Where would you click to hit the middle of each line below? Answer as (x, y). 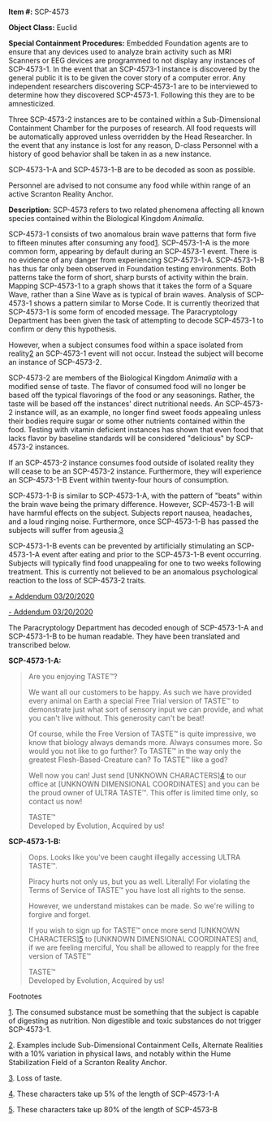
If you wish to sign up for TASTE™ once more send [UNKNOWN (134, 930)
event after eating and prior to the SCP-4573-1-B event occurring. (152, 555)
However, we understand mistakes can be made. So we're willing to (141, 906)
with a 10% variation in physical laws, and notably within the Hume (120, 1054)
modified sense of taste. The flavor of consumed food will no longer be (127, 386)
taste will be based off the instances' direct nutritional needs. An (116, 404)
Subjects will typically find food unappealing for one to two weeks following (135, 563)
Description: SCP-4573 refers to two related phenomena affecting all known (136, 210)
